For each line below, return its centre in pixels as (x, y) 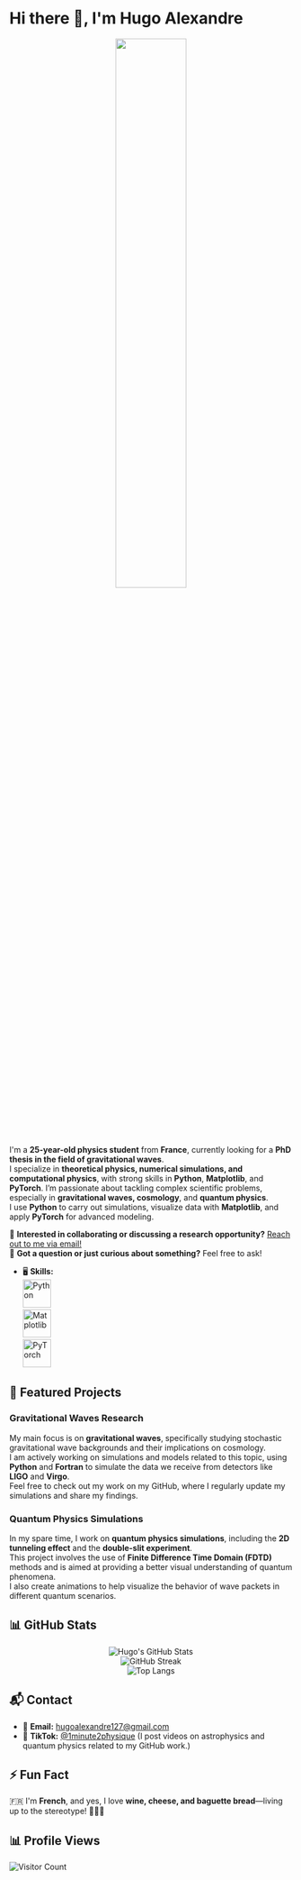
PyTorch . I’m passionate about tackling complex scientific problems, (136, 1188)
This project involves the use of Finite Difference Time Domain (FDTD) (141, 1557)
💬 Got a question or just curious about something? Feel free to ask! (136, 1253)
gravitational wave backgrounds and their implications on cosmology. (138, 1447)
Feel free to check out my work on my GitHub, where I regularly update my (147, 1485)
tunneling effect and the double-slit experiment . (101, 1547)
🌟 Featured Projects (66, 1393)
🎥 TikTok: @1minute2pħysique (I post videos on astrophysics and (143, 1736)
